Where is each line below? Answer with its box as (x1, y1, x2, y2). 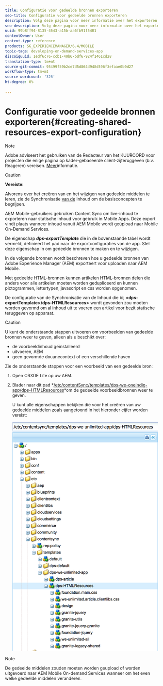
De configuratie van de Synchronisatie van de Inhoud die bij (5, 294, 125, 301)
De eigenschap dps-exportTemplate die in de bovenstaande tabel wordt (5, 235, 151, 241)
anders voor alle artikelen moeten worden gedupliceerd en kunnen (5, 280, 138, 286)
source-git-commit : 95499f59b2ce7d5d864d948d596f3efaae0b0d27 (5, 64, 133, 69)
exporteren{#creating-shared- (5, 117, 131, 127)
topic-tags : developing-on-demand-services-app (5, 49, 103, 53)
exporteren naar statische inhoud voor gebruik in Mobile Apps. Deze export (5, 216, 156, 221)
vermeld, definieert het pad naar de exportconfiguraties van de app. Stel (5, 240, 150, 246)
